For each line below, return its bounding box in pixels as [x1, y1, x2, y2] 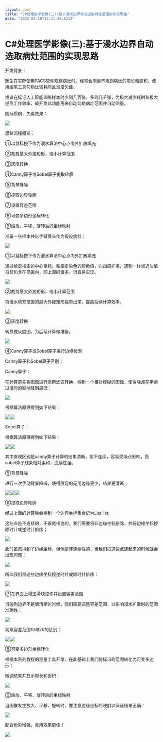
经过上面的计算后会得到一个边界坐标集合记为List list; [5, 510, 110, 516]
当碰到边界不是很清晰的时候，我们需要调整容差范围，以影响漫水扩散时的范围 [5, 601, 158, 607]
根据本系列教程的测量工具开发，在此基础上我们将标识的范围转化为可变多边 [5, 657, 154, 662]
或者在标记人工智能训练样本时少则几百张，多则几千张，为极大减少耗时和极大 [5, 94, 158, 100]
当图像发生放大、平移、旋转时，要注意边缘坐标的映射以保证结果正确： [5, 703, 146, 708]
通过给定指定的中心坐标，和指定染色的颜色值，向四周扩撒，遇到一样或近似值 [5, 263, 158, 269]
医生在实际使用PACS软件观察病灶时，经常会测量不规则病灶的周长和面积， [5, 78, 152, 84]
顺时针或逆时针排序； [5, 526, 48, 532]
